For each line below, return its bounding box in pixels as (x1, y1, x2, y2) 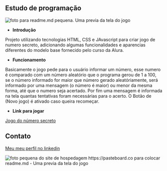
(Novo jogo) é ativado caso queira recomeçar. (5, 98, 100, 104)
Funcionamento (12, 57, 46, 63)
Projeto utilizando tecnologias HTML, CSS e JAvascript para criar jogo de (5, 36, 156, 42)
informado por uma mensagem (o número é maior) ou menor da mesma (5, 82, 153, 88)
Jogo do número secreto (5, 117, 56, 124)
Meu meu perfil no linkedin (5, 145, 60, 151)
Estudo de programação (5, 4, 81, 12)
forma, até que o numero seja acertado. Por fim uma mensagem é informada (5, 87, 163, 94)
